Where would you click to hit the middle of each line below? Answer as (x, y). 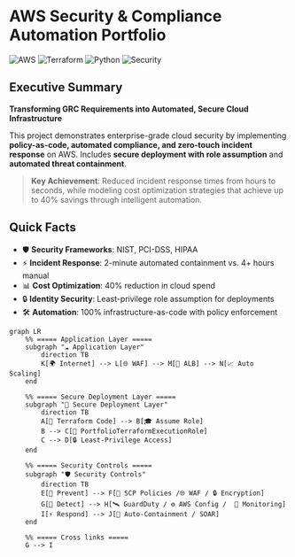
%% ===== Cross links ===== (77, 538)
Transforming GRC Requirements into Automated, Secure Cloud (129, 109)
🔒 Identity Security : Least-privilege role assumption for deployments (148, 298)
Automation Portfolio (88, 35)
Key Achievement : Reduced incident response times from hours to (153, 181)
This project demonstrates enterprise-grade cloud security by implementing (148, 135)
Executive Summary (66, 87)
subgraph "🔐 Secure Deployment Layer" (97, 405)
